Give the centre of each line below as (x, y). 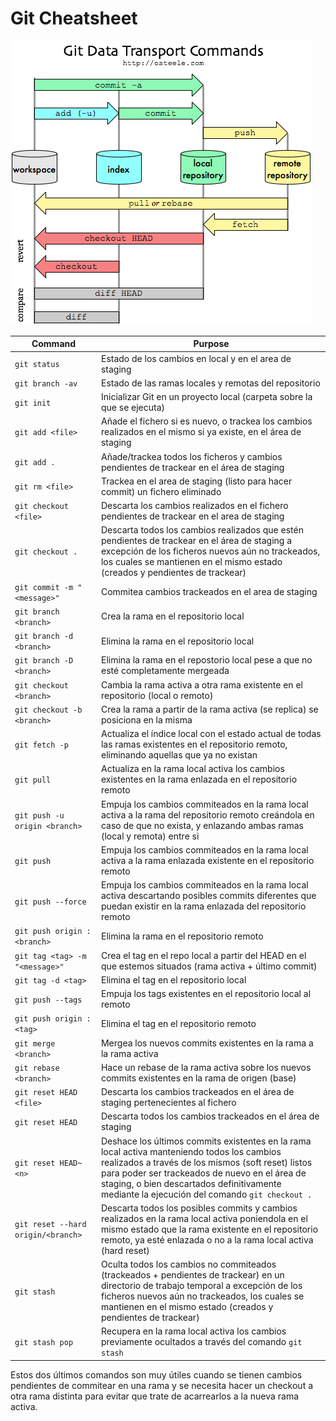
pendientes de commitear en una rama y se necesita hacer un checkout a (162, 1385)
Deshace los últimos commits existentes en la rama (206, 1141)
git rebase (37, 1068)
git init (33, 403)
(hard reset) (125, 1250)
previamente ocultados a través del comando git (201, 1342)
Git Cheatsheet (74, 18)
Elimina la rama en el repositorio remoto (182, 936)
